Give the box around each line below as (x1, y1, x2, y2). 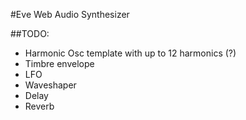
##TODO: (10, 28, 50, 39)
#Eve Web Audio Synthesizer (10, 9, 130, 20)
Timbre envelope (24, 58, 95, 69)
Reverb (24, 100, 55, 112)
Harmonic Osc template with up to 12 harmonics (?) (24, 47, 237, 59)
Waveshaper (24, 79, 77, 91)
